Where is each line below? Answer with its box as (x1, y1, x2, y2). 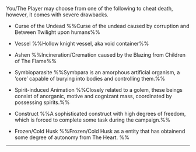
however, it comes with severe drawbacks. (6, 11, 109, 18)
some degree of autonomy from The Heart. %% (14, 134, 129, 141)
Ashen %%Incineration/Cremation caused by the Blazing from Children (14, 51, 185, 58)
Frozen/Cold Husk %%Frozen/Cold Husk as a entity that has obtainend (14, 128, 185, 134)
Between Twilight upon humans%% (14, 29, 101, 36)
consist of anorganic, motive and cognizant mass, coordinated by (14, 93, 172, 99)
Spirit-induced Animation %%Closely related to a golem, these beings (14, 87, 183, 93)
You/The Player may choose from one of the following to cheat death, (6, 5, 173, 12)
